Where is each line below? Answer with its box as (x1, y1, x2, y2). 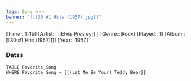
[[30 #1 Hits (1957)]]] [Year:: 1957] (6, 36, 88, 43)
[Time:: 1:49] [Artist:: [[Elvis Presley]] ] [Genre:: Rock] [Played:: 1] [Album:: (6, 30, 186, 37)
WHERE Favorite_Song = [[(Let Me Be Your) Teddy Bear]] (6, 69, 146, 75)
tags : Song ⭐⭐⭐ (6, 8, 45, 15)
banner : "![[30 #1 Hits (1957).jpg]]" (6, 14, 101, 20)
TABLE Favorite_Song (6, 64, 57, 70)
